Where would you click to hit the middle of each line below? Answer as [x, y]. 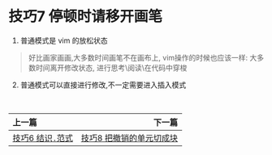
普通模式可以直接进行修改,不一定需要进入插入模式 [103, 85]
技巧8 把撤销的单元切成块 [130, 138]
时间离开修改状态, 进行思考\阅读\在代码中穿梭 [111, 67]
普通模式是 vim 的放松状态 [64, 40]
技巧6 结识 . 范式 [43, 138]
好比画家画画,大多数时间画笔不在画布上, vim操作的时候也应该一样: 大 [142, 57]
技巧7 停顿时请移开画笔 [85, 17]
